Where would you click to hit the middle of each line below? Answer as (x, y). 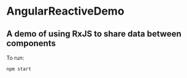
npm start (19, 69)
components (31, 43)
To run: (15, 58)
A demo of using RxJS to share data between (94, 34)
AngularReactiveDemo (65, 11)
